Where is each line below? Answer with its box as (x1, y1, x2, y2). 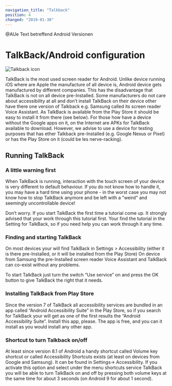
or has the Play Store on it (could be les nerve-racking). (5, 136, 123, 142)
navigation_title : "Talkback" (5, 7, 70, 13)
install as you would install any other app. (5, 323, 93, 329)
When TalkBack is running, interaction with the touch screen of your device (5, 178, 164, 184)
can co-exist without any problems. (5, 262, 81, 268)
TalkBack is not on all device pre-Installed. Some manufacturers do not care (5, 93, 166, 99)
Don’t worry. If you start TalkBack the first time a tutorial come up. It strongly (5, 210, 167, 216)
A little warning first (5, 167, 56, 174)
